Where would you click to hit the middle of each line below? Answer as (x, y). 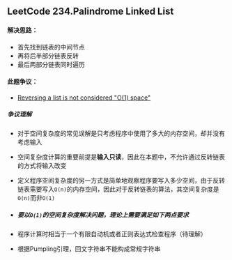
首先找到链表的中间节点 (51, 47)
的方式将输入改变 (42, 165)
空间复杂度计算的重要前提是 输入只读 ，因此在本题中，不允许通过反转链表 (121, 157)
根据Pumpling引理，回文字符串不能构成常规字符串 (89, 248)
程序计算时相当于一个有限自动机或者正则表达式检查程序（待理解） (112, 234)
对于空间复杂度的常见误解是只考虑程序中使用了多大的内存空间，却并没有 (121, 133)
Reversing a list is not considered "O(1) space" (84, 98)
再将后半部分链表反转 (48, 56)
